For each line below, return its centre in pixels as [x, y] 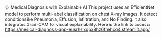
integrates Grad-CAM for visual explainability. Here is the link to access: [78, 24]
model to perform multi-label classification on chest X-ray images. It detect [81, 14]
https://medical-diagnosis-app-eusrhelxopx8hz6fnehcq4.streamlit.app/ [77, 29]
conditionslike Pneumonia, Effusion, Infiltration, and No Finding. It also [76, 19]
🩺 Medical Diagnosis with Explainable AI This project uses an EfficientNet [80, 7]
